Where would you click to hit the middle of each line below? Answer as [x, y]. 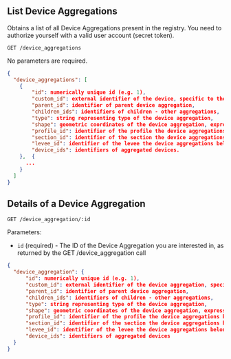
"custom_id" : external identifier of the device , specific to [123, 99]
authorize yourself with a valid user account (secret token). [91, 35]
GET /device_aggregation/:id [49, 220]
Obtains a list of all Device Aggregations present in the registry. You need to [114, 28]
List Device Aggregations [63, 11]
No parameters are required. [47, 61]
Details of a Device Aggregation [76, 204]
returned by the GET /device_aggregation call [81, 253]
